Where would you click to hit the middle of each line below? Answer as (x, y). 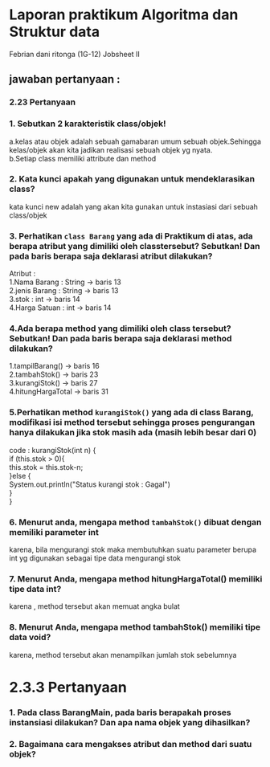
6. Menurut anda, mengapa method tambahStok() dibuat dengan (135, 522)
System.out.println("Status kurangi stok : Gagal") (90, 484)
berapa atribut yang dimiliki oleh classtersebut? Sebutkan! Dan (135, 246)
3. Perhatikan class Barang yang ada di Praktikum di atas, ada (131, 236)
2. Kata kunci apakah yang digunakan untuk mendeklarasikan (132, 179)
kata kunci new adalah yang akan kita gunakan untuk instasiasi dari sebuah (133, 206)
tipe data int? (35, 589)
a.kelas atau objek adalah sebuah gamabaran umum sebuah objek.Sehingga (135, 141)
